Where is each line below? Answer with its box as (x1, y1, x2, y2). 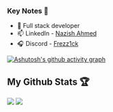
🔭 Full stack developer (16, 22, 80, 30)
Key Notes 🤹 (7, 6, 49, 16)
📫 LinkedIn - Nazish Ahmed (16, 29, 97, 38)
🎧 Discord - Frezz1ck (16, 40, 79, 48)
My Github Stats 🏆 (7, 76, 90, 87)
